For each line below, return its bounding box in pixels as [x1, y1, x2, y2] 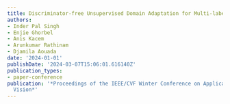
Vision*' [13, 86, 38, 93]
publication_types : [7, 67, 63, 74]
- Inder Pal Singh [7, 23, 60, 29]
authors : [7, 16, 32, 23]
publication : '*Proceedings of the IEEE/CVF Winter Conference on [7, 80, 201, 87]
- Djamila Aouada [7, 49, 57, 55]
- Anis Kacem [7, 36, 44, 42]
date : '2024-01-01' [7, 55, 63, 62]
